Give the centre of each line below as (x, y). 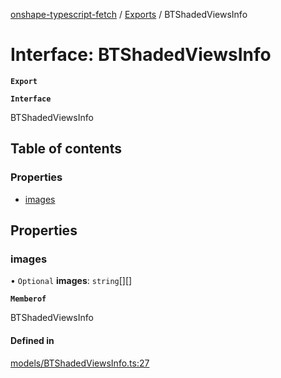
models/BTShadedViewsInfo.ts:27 (80, 363)
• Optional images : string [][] (71, 281)
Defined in (32, 340)
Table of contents (66, 149)
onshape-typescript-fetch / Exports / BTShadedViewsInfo (129, 14)
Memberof (28, 299)
